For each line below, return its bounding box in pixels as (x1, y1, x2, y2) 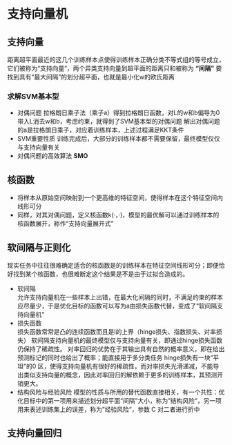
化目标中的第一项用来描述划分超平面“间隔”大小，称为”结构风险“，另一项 (17, 396, 222, 404)
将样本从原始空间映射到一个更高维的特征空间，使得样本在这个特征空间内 (17, 194, 223, 202)
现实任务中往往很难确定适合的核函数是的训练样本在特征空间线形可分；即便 (7, 261, 219, 269)
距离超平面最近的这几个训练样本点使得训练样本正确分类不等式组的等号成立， (7, 56, 225, 63)
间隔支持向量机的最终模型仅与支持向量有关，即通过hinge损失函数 (37, 336, 223, 344)
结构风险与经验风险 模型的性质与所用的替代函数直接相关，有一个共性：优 (17, 388, 225, 396)
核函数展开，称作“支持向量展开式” (17, 219, 114, 228)
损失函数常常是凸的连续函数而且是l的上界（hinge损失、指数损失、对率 (17, 327, 216, 335)
